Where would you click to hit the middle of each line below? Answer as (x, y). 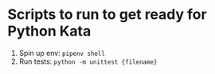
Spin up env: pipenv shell (62, 53)
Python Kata (49, 31)
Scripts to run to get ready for (107, 15)
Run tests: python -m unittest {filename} (88, 61)
